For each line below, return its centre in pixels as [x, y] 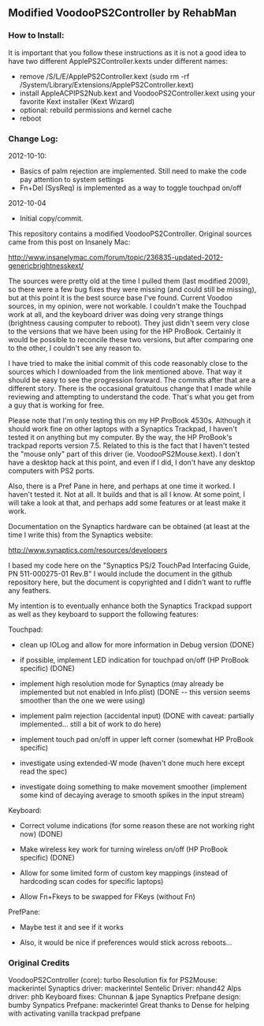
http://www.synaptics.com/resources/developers [88, 550]
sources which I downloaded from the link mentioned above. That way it [125, 371]
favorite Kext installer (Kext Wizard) [77, 101]
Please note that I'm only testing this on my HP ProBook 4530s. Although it [130, 420]
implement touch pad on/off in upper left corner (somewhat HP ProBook [137, 739]
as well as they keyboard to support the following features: [103, 614]
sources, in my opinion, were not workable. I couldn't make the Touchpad [127, 306]
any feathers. [30, 590]
